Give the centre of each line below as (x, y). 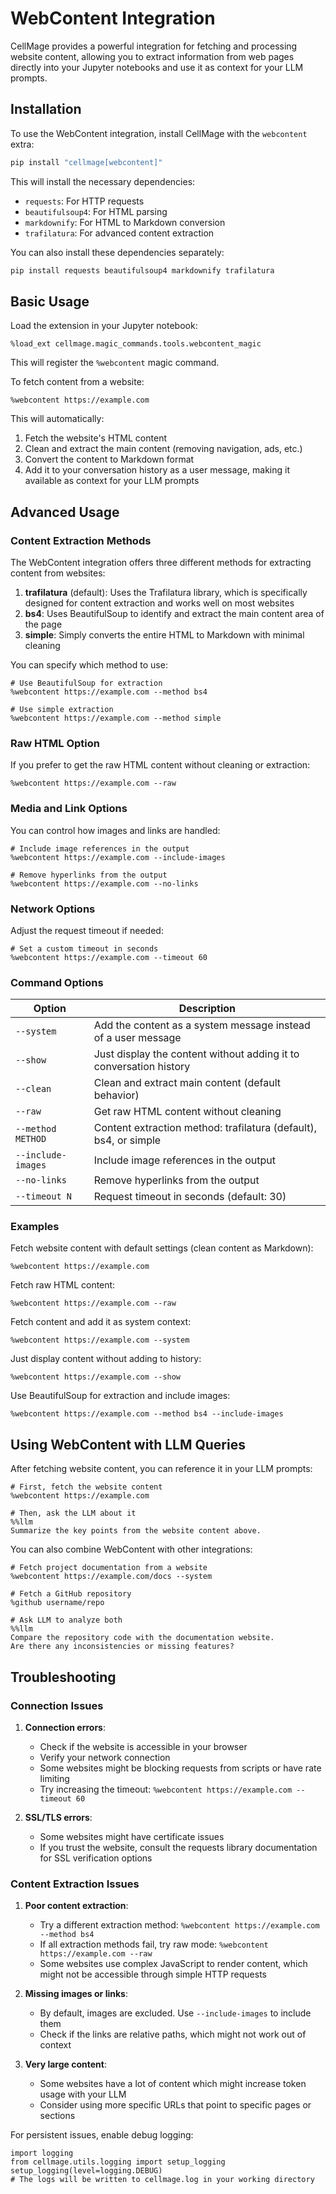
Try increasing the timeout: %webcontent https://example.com (166, 1789)
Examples (35, 1227)
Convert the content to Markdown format (109, 459)
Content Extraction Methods (81, 540)
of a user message (137, 1038)
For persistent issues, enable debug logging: (102, 2135)
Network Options (53, 909)
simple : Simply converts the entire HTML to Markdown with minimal (164, 635)
